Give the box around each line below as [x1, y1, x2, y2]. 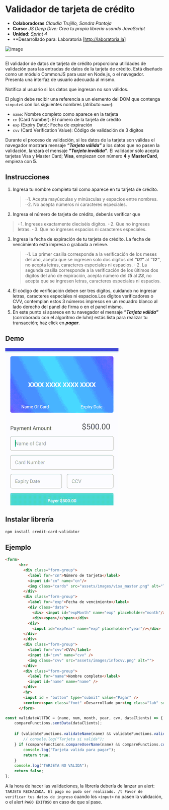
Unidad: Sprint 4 [12, 31, 48, 37]
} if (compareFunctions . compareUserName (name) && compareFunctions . [14, 742, 161, 747]
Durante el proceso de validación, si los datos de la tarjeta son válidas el [5, 137, 155, 143]
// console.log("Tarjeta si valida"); [23, 737, 105, 742]
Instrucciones [5, 173, 50, 182]
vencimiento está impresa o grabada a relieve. [12, 241, 109, 247]
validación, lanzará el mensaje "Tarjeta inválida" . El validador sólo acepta [5, 148, 159, 154]
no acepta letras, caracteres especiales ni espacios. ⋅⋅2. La [25, 262, 147, 268]
